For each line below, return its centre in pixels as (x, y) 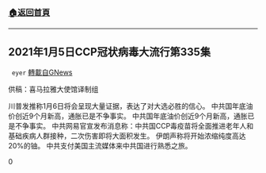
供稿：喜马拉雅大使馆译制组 (53, 90)
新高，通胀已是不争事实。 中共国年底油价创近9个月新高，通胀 (147, 116)
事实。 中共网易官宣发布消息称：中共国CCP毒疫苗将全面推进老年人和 (141, 126)
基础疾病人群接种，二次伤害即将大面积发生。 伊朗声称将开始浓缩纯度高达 (127, 136)
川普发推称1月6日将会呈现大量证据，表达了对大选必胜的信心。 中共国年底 (127, 106)
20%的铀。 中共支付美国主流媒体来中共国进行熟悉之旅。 (100, 146)
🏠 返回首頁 (29, 12)
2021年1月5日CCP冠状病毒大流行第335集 (110, 52)
